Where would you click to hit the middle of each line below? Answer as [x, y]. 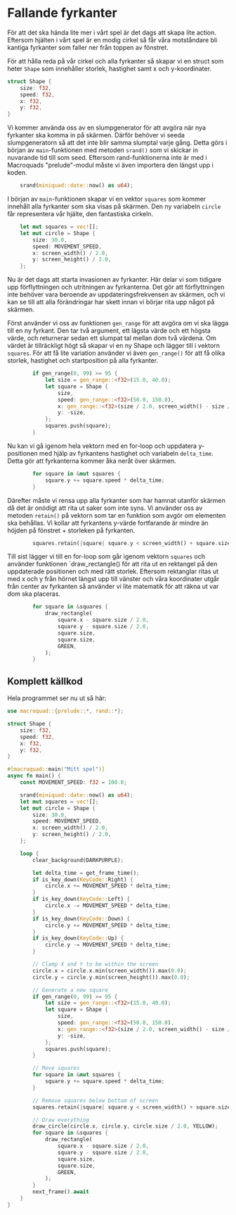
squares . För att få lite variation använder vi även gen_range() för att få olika [116, 353]
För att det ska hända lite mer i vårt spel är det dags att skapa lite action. [112, 32]
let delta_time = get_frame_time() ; [86, 873]
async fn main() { [34, 776]
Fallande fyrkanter [62, 13]
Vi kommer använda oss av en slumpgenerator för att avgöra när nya [106, 127]
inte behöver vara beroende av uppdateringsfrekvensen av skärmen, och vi [116, 294]
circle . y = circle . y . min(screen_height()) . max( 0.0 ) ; [111, 977]
